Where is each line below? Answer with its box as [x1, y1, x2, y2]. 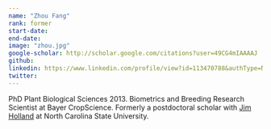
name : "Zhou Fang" [8, 11, 70, 20]
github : [8, 57, 35, 65]
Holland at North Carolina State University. [8, 110, 149, 121]
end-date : [8, 34, 42, 43]
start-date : [8, 27, 48, 35]
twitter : [8, 72, 38, 80]
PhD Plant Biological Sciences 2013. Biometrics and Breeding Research [8, 94, 244, 103]
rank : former [8, 19, 52, 27]
